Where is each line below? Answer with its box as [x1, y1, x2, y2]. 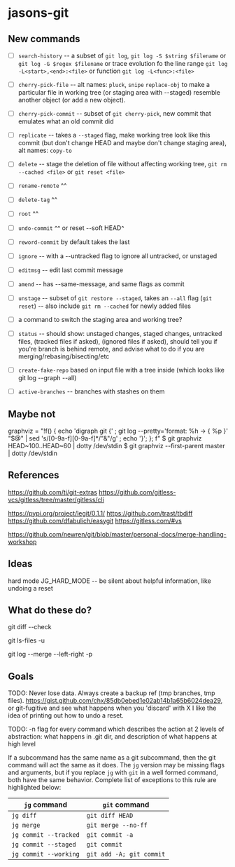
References [8, 469, 59, 481]
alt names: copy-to [17, 146, 72, 155]
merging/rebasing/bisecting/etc [17, 352, 110, 361]
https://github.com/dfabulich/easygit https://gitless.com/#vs [8, 516, 183, 525]
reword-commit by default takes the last [17, 237, 130, 246]
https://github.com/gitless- [98, 488, 176, 496]
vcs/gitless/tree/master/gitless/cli [8, 495, 104, 504]
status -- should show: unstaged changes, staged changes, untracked [17, 329, 222, 337]
